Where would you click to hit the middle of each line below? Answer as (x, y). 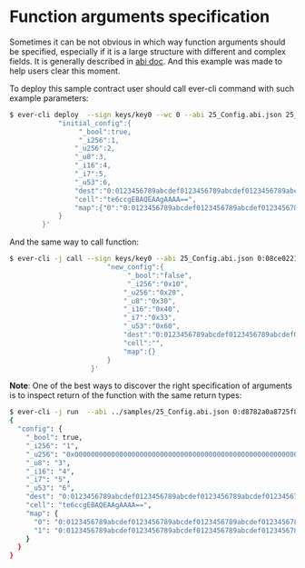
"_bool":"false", (160, 275)
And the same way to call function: (74, 242)
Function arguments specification (140, 17)
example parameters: (49, 98)
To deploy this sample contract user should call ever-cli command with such (152, 88)
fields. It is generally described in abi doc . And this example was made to (146, 61)
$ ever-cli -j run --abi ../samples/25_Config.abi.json (119, 412)
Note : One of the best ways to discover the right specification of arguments (151, 386)
